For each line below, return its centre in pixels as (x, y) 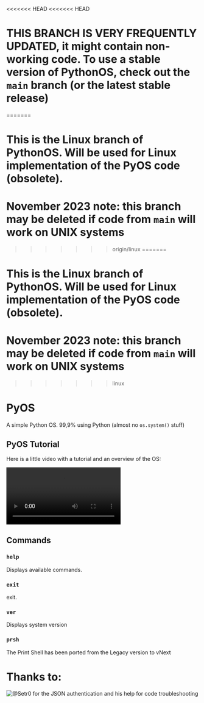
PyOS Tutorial (33, 444)
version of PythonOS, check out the (98, 72)
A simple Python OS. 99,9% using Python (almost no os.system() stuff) (95, 425)
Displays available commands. (44, 569)
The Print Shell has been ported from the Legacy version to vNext (89, 652)
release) (27, 98)
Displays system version (37, 625)
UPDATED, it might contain (75, 47)
